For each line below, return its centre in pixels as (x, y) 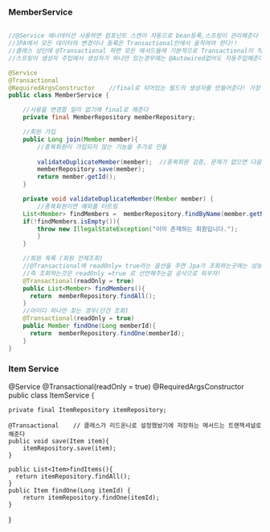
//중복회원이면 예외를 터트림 (78, 206)
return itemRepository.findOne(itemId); (91, 497)
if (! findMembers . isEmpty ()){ (72, 221)
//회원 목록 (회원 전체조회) (63, 259)
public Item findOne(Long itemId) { (70, 490)
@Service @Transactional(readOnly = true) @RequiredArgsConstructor (127, 386)
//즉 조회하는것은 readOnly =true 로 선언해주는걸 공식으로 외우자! (122, 273)
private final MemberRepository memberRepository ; (109, 118)
